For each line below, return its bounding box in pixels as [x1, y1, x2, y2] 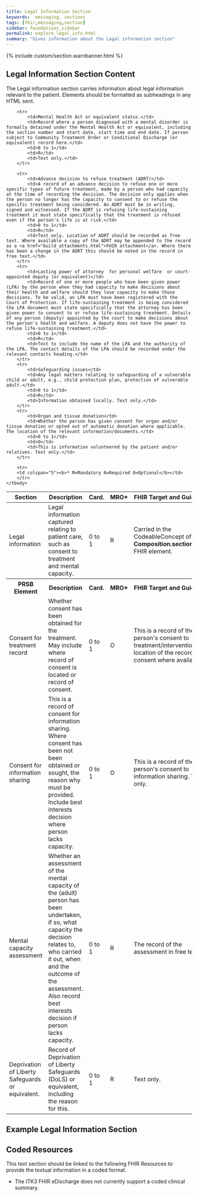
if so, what [48, 918, 77, 926]
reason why [48, 776, 81, 784]
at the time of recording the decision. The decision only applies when [6, 191, 189, 197]
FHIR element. [133, 547, 173, 555]
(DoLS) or [48, 1075, 75, 1083]
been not [48, 746, 73, 754]
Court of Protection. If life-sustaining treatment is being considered [6, 299, 189, 305]
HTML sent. [6, 97, 35, 104]
